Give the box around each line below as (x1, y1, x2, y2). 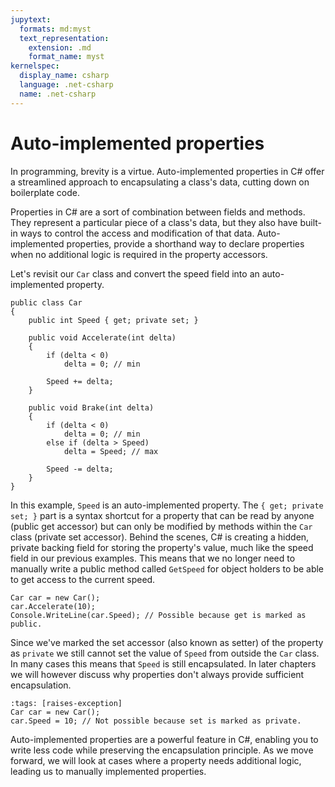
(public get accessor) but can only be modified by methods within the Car (10, 520, 313, 532)
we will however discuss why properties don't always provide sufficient (10, 668, 305, 680)
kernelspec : (10, 61, 60, 71)
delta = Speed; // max (63, 446, 159, 456)
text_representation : (19, 33, 110, 43)
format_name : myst (28, 52, 105, 62)
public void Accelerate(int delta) (28, 332, 177, 343)
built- (299, 216, 322, 228)
